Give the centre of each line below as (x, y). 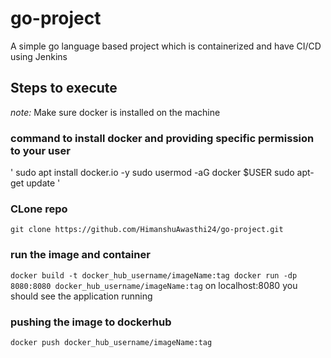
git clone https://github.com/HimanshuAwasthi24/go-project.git (147, 230)
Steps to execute (64, 88)
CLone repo (39, 209)
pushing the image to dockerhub (91, 322)
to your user (40, 150)
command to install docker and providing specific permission (162, 138)
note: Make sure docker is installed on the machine (115, 112)
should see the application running (81, 296)
